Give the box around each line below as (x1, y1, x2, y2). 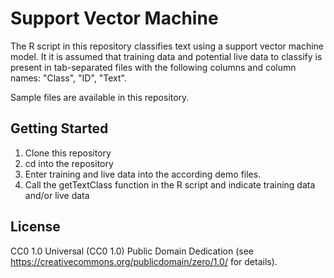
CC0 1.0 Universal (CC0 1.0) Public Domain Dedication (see (10, 245, 254, 257)
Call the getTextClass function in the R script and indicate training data (24, 178, 316, 191)
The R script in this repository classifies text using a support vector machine (10, 40, 324, 52)
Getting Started (10, 120, 109, 137)
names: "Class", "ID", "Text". (10, 72, 127, 84)
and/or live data (24, 189, 90, 201)
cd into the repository (24, 157, 114, 169)
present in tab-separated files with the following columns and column (10, 61, 297, 73)
